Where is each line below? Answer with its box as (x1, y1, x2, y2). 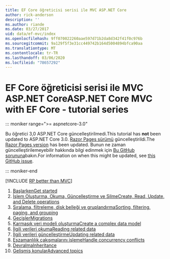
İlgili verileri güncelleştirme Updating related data (12, 231, 115, 237)
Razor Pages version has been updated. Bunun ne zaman (5, 142, 126, 148)
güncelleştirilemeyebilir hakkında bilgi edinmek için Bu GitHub (5, 147, 135, 153)
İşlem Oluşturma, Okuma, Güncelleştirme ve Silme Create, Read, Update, (12, 193, 165, 200)
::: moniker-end (5, 168, 38, 174)
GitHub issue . (5, 158, 34, 164)
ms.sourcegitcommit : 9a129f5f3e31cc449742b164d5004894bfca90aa (5, 41, 143, 46)
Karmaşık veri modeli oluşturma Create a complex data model (12, 221, 141, 227)
